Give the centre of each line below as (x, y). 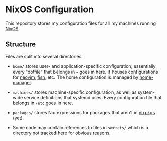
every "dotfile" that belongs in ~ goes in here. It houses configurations (85, 72)
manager (22, 82)
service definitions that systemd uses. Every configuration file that (93, 97)
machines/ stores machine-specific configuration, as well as (74, 92)
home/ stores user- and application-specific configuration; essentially (84, 66)
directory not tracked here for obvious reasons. (62, 133)
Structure (21, 45)
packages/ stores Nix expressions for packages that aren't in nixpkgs (84, 112)
